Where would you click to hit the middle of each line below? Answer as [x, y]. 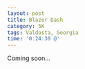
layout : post [26, 13]
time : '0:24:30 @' [34, 39]
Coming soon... [29, 58]
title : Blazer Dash [35, 20]
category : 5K [26, 26]
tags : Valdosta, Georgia [43, 32]
